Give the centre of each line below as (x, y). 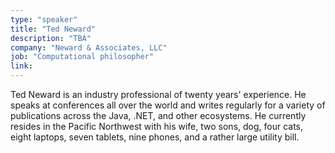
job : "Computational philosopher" (82, 57)
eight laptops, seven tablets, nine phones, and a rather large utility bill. (155, 137)
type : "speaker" (44, 19)
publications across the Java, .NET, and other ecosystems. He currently (158, 115)
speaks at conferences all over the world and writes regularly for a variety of (168, 105)
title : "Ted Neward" (53, 29)
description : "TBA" (51, 38)
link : (21, 66)
